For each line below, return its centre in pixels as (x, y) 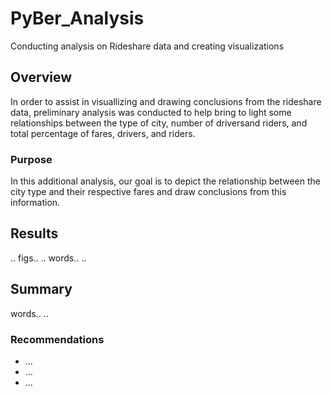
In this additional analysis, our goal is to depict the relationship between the (166, 181)
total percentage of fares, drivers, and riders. (103, 133)
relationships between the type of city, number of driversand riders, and (159, 123)
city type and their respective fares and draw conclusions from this (148, 192)
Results (34, 233)
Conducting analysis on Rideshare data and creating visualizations (147, 46)
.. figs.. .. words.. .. (48, 258)
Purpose (31, 159)
